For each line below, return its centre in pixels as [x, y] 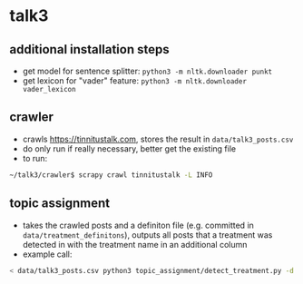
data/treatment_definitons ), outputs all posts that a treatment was [147, 235]
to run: [35, 158]
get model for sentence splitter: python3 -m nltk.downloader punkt [147, 71]
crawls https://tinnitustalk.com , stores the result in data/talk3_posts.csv [158, 139]
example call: [47, 254]
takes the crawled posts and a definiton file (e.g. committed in [138, 225]
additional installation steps [89, 49]
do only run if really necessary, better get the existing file [129, 148]
